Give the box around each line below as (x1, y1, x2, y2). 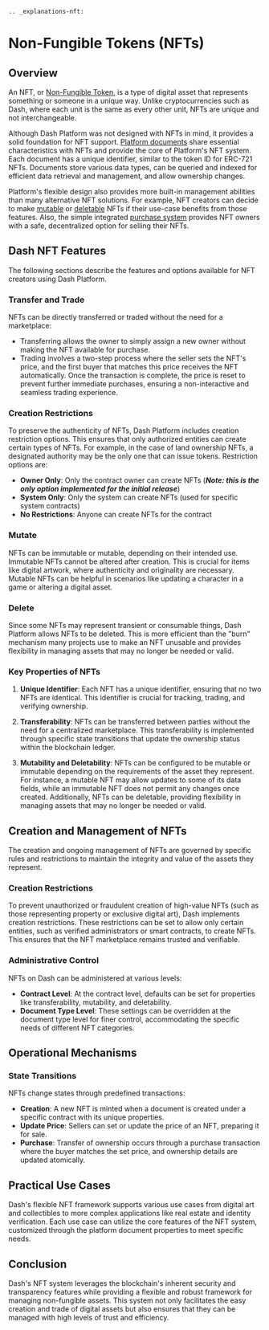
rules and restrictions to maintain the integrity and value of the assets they (8, 854, 255, 863)
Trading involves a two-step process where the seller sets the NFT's (19, 353, 247, 363)
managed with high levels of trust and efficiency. (8, 1313, 169, 1323)
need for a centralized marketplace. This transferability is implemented (19, 725, 255, 735)
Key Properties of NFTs (8, 666, 100, 677)
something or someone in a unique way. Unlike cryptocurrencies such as (8, 96, 250, 105)
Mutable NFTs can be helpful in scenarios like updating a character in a (8, 573, 244, 583)
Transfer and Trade (8, 294, 85, 305)
